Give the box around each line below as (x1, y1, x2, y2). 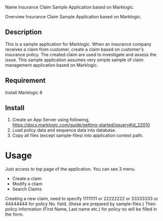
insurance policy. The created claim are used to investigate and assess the (5, 51, 157, 57)
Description (5, 28, 42, 37)
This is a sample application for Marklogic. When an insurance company (5, 41, 152, 47)
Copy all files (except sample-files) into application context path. (12, 133, 144, 139)
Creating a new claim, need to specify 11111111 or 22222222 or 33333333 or (5, 196, 159, 202)
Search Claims (12, 186, 42, 192)
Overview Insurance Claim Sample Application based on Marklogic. (5, 14, 142, 19)
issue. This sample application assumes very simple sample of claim (5, 57, 144, 63)
